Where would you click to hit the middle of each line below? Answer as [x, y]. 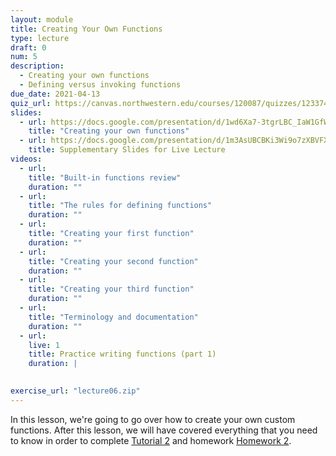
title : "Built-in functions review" [105, 177]
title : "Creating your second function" [113, 261]
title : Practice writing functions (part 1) [122, 354]
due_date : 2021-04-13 [55, 94]
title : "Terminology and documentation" [113, 317]
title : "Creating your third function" [111, 289]
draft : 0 [28, 47]
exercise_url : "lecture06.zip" [75, 391]
